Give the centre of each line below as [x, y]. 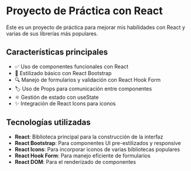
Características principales [57, 52]
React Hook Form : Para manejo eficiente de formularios [83, 156]
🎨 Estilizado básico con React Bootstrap [63, 73]
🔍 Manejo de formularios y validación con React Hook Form [88, 80]
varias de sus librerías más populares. [52, 33]
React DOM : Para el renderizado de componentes [75, 162]
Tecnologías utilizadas [48, 122]
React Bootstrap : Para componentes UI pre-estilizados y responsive [98, 143]
